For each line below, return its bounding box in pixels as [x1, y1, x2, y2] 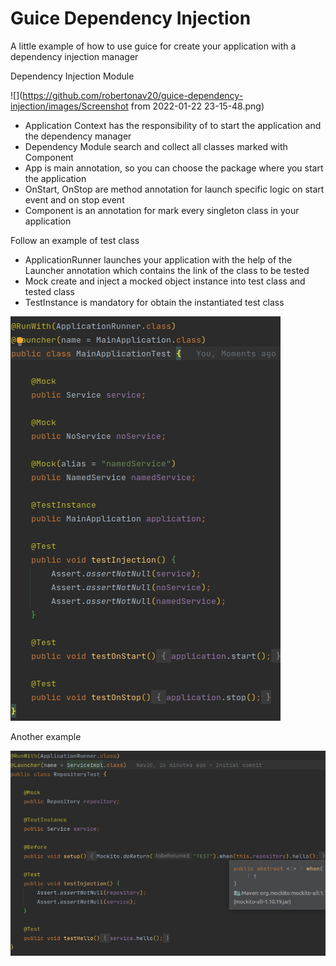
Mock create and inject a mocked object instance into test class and [24, 275, 306, 287]
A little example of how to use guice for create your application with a [10, 40, 297, 52]
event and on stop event [24, 193, 125, 206]
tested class [24, 285, 75, 297]
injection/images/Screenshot [10, 100, 129, 112]
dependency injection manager [10, 50, 139, 62]
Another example [10, 730, 82, 742]
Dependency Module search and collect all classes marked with [24, 140, 288, 152]
